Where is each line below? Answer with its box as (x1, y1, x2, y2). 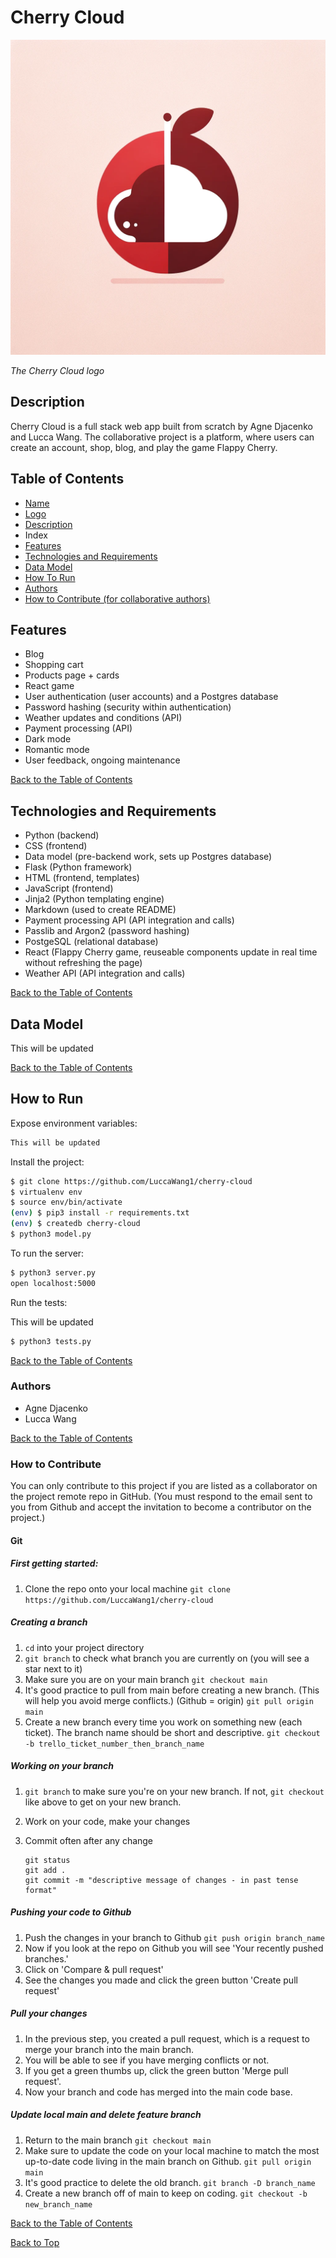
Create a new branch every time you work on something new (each (24, 1716, 303, 1728)
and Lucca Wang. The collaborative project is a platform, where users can (10, 431, 315, 443)
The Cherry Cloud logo (10, 364, 105, 376)
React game (24, 680, 75, 692)
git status (24, 1855, 71, 1865)
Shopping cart (24, 659, 84, 671)
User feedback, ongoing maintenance (24, 754, 181, 766)
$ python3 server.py (10, 1267, 97, 1278)
